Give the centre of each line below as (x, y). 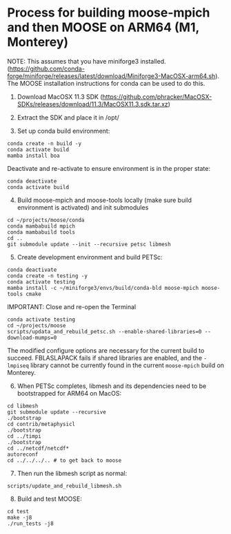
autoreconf (23, 454)
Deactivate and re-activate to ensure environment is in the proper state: (109, 168)
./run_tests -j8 (30, 524)
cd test (18, 511)
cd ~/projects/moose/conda (46, 220)
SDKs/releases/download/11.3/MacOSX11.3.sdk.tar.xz (93, 104)
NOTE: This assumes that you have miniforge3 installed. (87, 61)
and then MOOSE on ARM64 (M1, (103, 27)
